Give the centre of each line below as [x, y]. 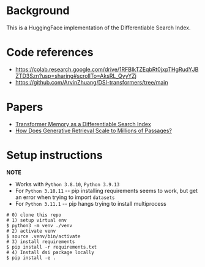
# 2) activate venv [31, 231]
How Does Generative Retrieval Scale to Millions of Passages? [94, 130]
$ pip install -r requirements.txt [52, 247]
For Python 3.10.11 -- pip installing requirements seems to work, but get [106, 190]
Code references [50, 52]
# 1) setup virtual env [37, 220]
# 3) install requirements [41, 242]
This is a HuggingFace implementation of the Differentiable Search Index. [99, 28]
